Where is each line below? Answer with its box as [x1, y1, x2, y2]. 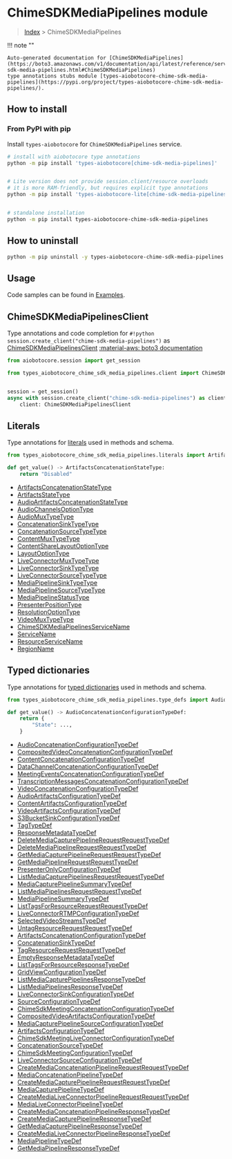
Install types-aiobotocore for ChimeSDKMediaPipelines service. [7, 140, 182, 148]
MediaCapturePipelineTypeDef [17, 1086, 105, 1094]
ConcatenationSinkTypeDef [17, 939, 95, 947]
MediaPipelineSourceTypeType [17, 586, 106, 594]
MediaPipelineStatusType [17, 593, 90, 602]
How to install [7, 104, 68, 115]
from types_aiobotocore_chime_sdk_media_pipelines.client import [7, 370, 199, 376]
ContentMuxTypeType [17, 534, 81, 543]
